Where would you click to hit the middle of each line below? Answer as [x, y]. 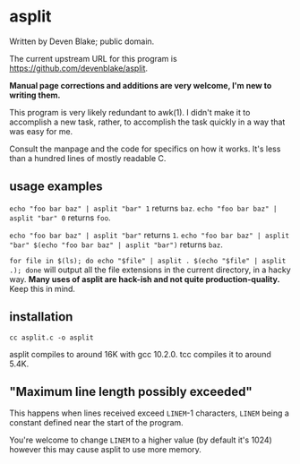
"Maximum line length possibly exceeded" [131, 391]
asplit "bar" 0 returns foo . [60, 218]
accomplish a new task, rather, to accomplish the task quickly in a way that [147, 122]
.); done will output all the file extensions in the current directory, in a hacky [150, 270]
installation [41, 317]
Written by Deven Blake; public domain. [82, 41]
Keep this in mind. [43, 288]
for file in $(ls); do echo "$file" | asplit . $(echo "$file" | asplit [148, 261]
